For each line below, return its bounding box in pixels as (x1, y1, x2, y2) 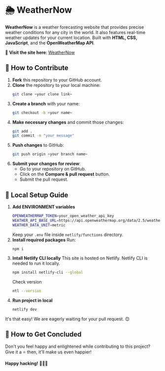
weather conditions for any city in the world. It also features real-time (5, 29, 146, 35)
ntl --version (12, 289, 41, 293)
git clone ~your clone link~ (12, 91, 72, 97)
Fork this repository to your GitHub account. (12, 77, 102, 82)
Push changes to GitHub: (12, 142, 64, 148)
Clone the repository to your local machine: (12, 82, 101, 88)
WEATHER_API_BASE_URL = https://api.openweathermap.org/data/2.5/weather (12, 218, 163, 223)
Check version (12, 279, 42, 285)
